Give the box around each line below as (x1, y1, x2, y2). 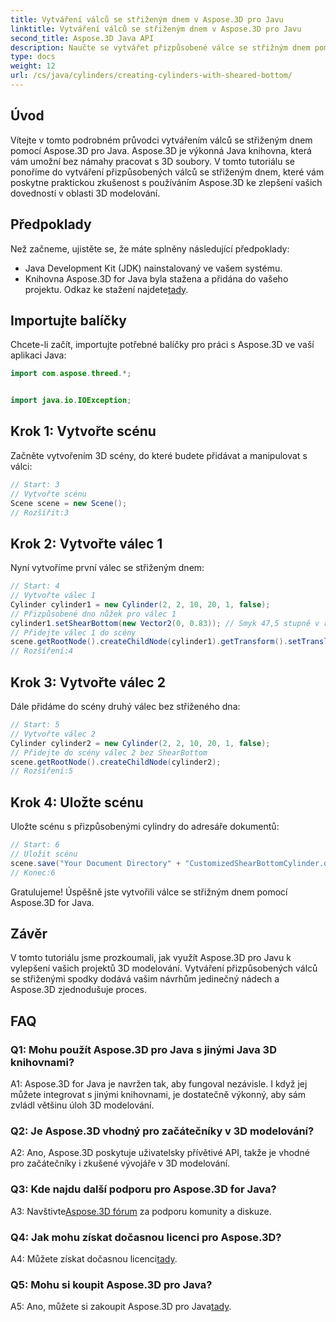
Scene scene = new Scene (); (10, 498, 128, 508)
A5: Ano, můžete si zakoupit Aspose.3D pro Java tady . (10, 1301, 232, 1313)
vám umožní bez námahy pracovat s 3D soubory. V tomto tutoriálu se (10, 155, 296, 167)
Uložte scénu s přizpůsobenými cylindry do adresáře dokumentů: (10, 821, 280, 833)
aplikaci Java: (10, 349, 67, 361)
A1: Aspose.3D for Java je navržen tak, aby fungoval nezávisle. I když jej (10, 1078, 308, 1090)
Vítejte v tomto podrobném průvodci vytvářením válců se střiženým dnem (10, 134, 313, 146)
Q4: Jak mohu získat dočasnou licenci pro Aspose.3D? (10, 1230, 282, 1244)
